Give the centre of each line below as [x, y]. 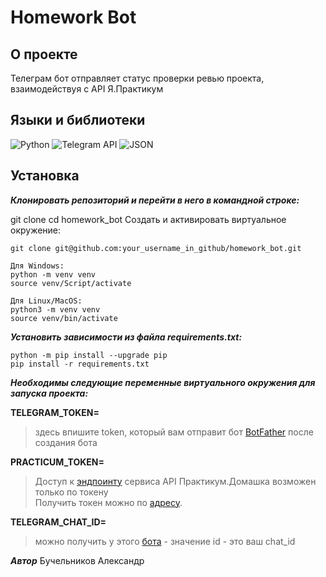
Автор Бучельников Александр [77, 560]
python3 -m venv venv [55, 309]
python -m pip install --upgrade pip [89, 355]
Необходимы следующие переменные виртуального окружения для [163, 382]
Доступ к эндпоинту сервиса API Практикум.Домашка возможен [175, 481]
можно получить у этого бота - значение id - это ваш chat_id [165, 541]
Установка [45, 176]
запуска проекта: [49, 393]
